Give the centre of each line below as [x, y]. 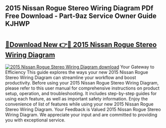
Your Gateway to [137, 67]
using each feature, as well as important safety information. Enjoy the [76, 99]
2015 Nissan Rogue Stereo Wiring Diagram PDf [79, 8]
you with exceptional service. [35, 120]
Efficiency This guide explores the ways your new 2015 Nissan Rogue [77, 72]
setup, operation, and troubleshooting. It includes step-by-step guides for [81, 93]
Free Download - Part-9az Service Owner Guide [81, 16]
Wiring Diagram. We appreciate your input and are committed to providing [81, 115]
